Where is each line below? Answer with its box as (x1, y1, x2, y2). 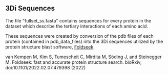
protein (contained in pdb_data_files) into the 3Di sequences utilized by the (5, 38, 163, 44)
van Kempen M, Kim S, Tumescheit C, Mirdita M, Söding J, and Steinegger (5, 54, 162, 60)
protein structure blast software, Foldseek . (5, 43, 95, 50)
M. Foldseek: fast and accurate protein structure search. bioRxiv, (5, 59, 142, 65)
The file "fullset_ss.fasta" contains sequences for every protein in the (5, 17, 152, 23)
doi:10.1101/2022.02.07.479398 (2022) (5, 64, 86, 70)
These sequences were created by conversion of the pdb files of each (5, 33, 154, 39)
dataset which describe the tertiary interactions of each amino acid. (5, 23, 149, 29)
